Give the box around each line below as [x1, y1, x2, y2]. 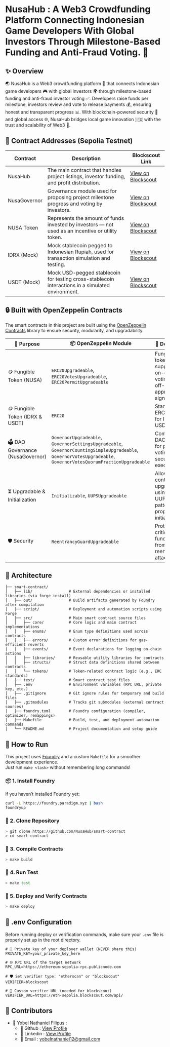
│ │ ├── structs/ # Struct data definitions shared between [5, 660, 159, 665]
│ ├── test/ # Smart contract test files [5, 678, 130, 683]
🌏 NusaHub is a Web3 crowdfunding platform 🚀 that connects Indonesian [5, 81, 159, 87]
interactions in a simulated [47, 282, 110, 289]
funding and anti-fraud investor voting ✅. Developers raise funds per [5, 95, 149, 101]
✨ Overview [5, 67, 44, 75]
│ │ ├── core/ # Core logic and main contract [5, 620, 137, 625]
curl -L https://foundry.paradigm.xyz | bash [5, 800, 103, 806]
